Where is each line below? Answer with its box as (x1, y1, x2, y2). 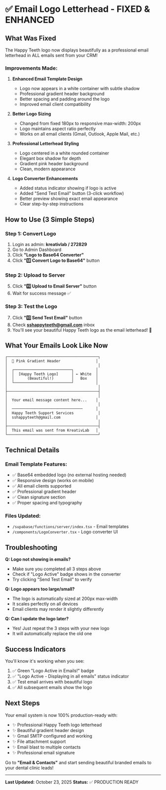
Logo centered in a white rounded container (19, 150, 110, 156)
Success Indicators (5, 645, 66, 653)
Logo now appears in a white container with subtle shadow (19, 86, 140, 92)
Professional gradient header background (19, 91, 105, 97)
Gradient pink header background (19, 161, 89, 167)
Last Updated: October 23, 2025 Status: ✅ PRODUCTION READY (5, 779, 139, 785)
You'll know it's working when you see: (5, 658, 85, 664)
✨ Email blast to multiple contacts (12, 744, 81, 750)
